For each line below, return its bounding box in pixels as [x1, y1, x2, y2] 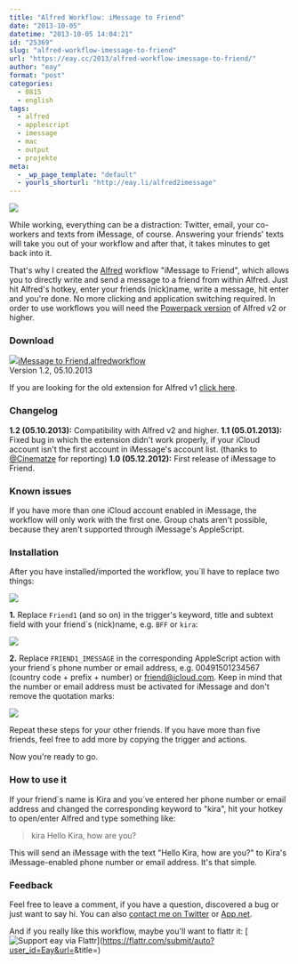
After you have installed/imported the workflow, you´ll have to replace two [9, 566, 280, 577]
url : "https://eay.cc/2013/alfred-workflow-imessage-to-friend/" [9, 54, 256, 63]
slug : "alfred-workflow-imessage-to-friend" [9, 46, 177, 55]
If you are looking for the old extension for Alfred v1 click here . [9, 382, 238, 393]
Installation [9, 546, 60, 558]
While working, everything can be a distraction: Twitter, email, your [9, 220, 254, 230]
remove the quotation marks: [9, 691, 116, 702]
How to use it [9, 774, 67, 786]
